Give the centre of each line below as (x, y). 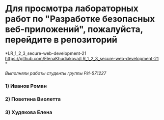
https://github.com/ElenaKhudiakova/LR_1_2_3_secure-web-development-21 (82, 58)
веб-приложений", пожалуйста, (74, 29)
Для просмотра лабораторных (72, 9)
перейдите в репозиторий (61, 40)
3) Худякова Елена (29, 112)
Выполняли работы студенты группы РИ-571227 (56, 73)
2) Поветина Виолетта (33, 99)
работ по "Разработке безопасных (80, 19)
